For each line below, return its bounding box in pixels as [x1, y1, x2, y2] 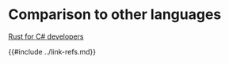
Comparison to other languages [8, 6, 222, 24]
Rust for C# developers [8, 32, 84, 41]
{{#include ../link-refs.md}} [8, 47, 97, 56]
